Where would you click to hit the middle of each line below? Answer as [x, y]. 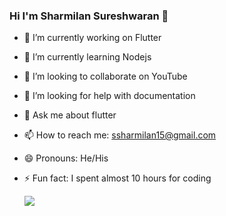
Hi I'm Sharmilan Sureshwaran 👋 [89, 16]
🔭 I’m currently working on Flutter [92, 38]
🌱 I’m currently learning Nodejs [87, 57]
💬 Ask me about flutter [70, 115]
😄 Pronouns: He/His [66, 158]
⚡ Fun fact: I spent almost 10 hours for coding [117, 178]
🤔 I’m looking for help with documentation [109, 96]
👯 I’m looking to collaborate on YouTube [105, 76]
